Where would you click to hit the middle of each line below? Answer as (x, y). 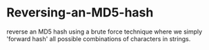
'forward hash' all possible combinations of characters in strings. (99, 38)
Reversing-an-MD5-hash (80, 13)
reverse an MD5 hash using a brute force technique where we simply (104, 32)
